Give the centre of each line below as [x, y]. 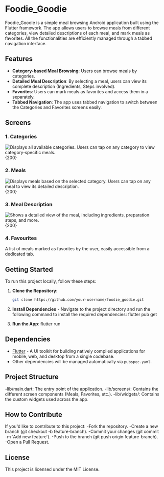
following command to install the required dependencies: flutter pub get [84, 315]
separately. [23, 97]
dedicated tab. [20, 254]
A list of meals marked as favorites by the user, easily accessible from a [77, 249]
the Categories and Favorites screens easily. [57, 107]
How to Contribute [34, 415]
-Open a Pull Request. [27, 442]
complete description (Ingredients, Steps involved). [64, 86]
